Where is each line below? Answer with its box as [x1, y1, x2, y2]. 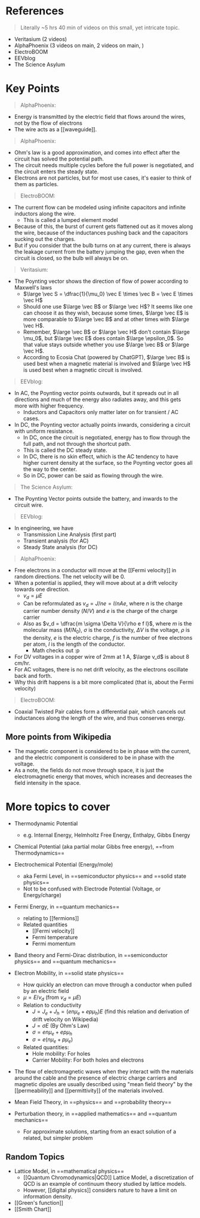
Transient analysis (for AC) [23, 537, 89, 544]
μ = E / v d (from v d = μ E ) [23, 994, 82, 1002]
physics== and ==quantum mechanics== [14, 958, 117, 965]
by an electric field [23, 988, 69, 995]
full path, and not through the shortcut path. [23, 440, 131, 447]
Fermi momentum [32, 940, 76, 947]
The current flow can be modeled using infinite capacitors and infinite [14, 203, 186, 211]
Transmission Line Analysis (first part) [23, 531, 117, 538]
